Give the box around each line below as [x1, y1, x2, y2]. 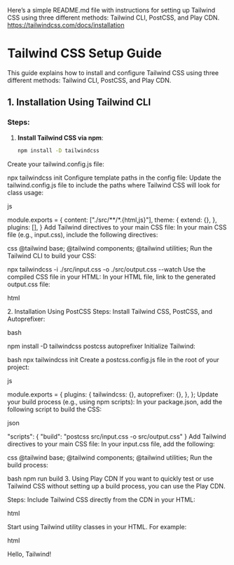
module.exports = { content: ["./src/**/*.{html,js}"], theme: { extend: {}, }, [7, 215, 217, 224]
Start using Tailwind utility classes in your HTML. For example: [7, 522, 187, 531]
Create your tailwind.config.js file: [7, 159, 105, 168]
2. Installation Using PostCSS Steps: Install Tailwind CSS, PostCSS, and [7, 307, 212, 315]
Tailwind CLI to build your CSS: [7, 251, 97, 260]
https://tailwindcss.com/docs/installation [7, 21, 125, 29]
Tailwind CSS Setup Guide [7, 46, 163, 62]
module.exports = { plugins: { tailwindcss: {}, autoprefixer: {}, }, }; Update [7, 390, 219, 399]
